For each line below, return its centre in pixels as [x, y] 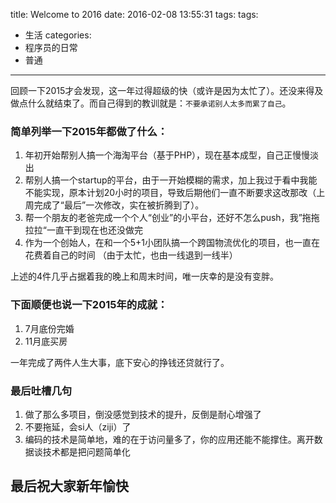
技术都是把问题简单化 [86, 451]
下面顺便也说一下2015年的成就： [89, 305]
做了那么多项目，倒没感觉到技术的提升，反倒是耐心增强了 [143, 414]
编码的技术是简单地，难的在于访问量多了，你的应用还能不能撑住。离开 [169, 439]
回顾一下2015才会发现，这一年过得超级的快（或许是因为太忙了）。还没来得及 [167, 90]
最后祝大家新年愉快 [69, 486]
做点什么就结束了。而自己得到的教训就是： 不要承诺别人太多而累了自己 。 [151, 103]
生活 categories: [58, 35]
